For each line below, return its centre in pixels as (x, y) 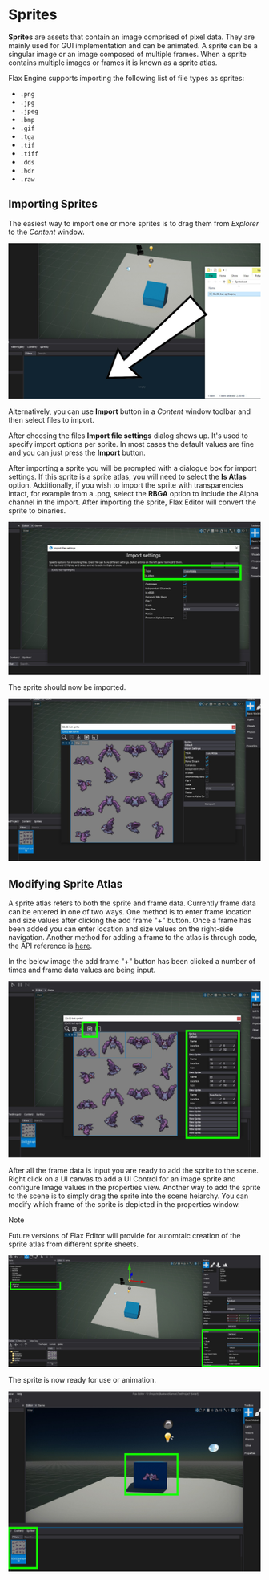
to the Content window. (47, 232)
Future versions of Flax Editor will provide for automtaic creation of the (124, 1236)
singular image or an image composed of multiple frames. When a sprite (127, 54)
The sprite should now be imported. (67, 687)
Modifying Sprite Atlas (66, 884)
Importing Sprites (53, 204)
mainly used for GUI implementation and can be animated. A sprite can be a (133, 45)
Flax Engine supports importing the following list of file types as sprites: (126, 78)
